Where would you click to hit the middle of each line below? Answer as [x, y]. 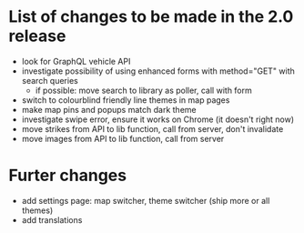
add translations [52, 219]
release [37, 36]
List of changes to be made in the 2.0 [151, 17]
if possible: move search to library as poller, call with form [143, 90]
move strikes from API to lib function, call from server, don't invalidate [152, 128]
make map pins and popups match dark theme [109, 109]
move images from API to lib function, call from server [123, 138]
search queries [50, 80]
